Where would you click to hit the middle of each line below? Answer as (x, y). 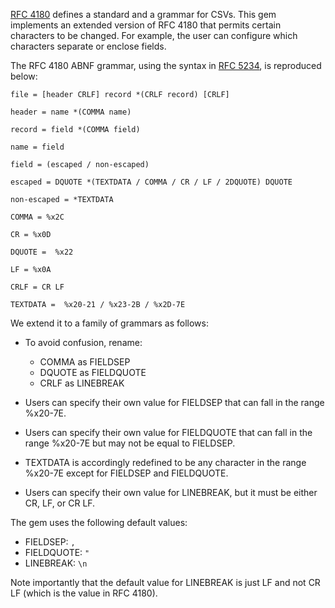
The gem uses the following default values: (99, 522)
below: (24, 76)
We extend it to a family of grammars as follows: (109, 323)
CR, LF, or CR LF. (60, 503)
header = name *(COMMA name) (71, 112)
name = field (37, 147)
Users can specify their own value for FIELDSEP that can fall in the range (174, 402)
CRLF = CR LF (37, 287)
